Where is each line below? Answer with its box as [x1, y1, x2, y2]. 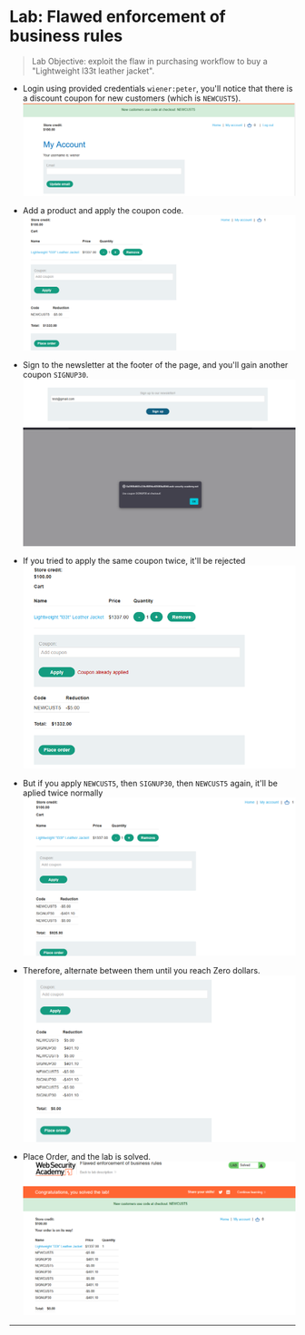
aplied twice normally [22, 787, 103, 798]
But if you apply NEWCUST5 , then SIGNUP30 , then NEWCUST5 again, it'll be [22, 777, 279, 788]
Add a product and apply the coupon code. [22, 204, 184, 215]
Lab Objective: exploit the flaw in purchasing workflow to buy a [31, 55, 268, 66]
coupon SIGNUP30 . [22, 370, 89, 381]
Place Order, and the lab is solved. [22, 1151, 152, 1162]
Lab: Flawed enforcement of [9, 6, 226, 27]
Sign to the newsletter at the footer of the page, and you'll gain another [22, 360, 289, 371]
